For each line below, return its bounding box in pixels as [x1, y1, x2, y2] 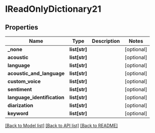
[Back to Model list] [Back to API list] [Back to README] [5, 123, 118, 129]
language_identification [7, 94, 65, 100]
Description [92, 38, 120, 44]
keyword [7, 110, 29, 117]
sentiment [7, 86, 32, 93]
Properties [5, 23, 38, 32]
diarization [7, 102, 33, 109]
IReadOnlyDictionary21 [5, 3, 101, 15]
